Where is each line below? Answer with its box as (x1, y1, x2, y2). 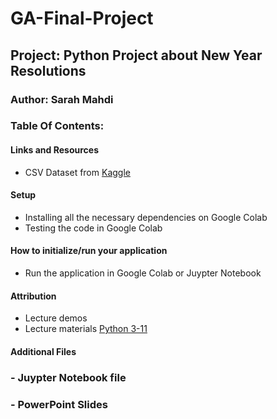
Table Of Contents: (10, 119, 105, 133)
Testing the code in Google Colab (24, 222, 163, 234)
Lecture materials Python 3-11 (24, 323, 148, 335)
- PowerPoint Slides (10, 397, 108, 411)
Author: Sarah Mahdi (10, 92, 114, 106)
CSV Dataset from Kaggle (24, 166, 131, 178)
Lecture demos (24, 312, 88, 324)
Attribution (10, 290, 57, 302)
